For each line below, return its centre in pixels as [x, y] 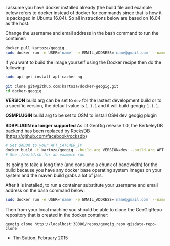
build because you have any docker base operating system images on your [83, 170]
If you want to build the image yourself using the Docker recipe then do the [83, 62]
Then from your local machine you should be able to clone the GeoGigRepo [84, 209]
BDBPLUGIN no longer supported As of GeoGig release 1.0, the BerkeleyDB [84, 126]
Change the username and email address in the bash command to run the [82, 33]
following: [15, 67]
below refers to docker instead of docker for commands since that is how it [83, 13]
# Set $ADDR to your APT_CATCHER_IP [44, 146]
